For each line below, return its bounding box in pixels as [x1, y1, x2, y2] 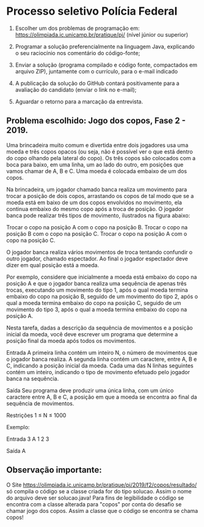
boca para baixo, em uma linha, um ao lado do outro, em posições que [6, 161, 184, 168]
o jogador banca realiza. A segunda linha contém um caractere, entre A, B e [6, 355, 197, 363]
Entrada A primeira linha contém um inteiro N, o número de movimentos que [6, 348, 198, 356]
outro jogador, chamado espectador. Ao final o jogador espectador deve [6, 255, 188, 262]
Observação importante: [6, 465, 102, 475]
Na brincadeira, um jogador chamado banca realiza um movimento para [6, 185, 188, 193]
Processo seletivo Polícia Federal [6, 4, 178, 18]
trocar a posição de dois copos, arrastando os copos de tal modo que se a [6, 192, 194, 199]
